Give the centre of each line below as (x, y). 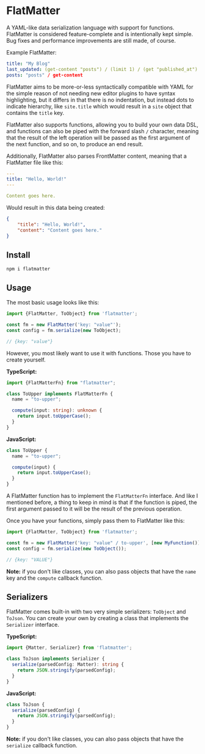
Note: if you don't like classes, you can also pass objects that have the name (101, 571)
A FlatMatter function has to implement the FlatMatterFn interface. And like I (102, 496)
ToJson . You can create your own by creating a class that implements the (98, 618)
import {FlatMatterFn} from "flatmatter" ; (61, 383)
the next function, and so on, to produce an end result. (75, 144)
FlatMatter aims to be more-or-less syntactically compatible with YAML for (100, 87)
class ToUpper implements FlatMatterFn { (60, 394)
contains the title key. (35, 113)
